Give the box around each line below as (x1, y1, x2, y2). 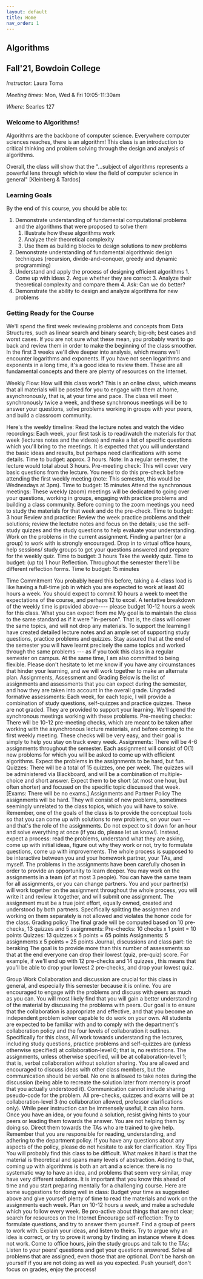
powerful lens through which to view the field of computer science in (6, 169, 178, 177)
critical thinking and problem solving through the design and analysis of (6, 144, 185, 152)
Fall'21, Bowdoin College (6, 63, 101, 73)
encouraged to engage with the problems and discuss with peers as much (6, 988, 192, 996)
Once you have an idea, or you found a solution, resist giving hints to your (6, 1111, 190, 1118)
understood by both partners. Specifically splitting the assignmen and (6, 906, 181, 913)
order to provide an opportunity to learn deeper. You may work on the (6, 867, 180, 874)
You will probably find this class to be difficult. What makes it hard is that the (6, 1150, 197, 1157)
